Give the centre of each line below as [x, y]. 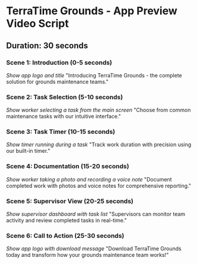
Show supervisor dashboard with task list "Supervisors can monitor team [96, 214]
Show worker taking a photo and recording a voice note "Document [89, 179]
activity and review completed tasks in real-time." [67, 221]
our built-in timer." [28, 151]
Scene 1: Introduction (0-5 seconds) [59, 62]
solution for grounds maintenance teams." [57, 81]
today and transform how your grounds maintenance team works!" [88, 255]
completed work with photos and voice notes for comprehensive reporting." [99, 186]
